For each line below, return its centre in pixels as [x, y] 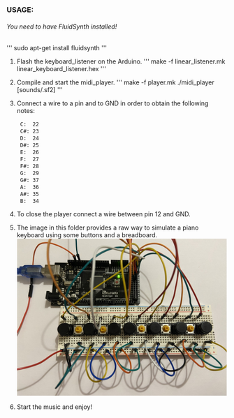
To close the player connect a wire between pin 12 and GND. [104, 214]
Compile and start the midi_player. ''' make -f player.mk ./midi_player [115, 82]
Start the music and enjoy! [54, 407]
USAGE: [20, 10]
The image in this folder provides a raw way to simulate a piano [108, 227]
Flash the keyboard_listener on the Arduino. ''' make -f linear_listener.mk [121, 61]
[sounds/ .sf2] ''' [40, 90]
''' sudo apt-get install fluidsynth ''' [57, 48]
